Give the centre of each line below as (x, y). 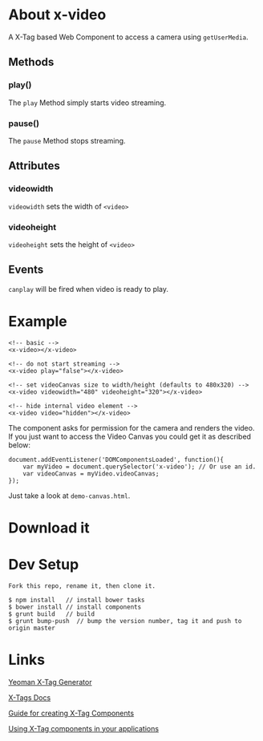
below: (19, 445)
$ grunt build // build (51, 614)
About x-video (57, 15)
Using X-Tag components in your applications (83, 728)
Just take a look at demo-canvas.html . (69, 496)
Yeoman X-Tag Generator (50, 682)
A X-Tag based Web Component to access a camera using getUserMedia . (128, 37)
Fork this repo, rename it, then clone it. (82, 586)
